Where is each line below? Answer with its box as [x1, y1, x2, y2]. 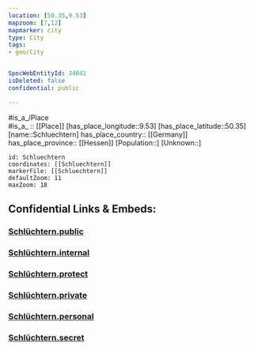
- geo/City [8, 48, 44, 56]
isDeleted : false [8, 77, 66, 85]
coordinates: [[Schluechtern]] [8, 160, 112, 168]
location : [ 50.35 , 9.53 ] [8, 11, 87, 20]
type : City [8, 33, 44, 42]
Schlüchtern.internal [8, 247, 90, 258]
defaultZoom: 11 [8, 174, 62, 182]
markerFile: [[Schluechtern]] [8, 167, 108, 175]
